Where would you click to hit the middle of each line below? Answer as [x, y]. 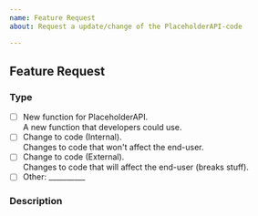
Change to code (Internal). [72, 137]
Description [36, 201]
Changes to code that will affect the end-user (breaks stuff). [135, 167]
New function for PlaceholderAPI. [85, 117]
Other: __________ [54, 177]
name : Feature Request [52, 18]
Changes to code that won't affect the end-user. [113, 148]
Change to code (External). [73, 157]
